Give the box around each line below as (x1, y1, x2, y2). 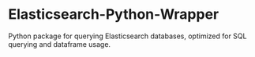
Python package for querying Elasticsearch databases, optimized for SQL (8, 31, 247, 41)
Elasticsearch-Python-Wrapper (8, 5, 219, 23)
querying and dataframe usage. (8, 39, 111, 48)
